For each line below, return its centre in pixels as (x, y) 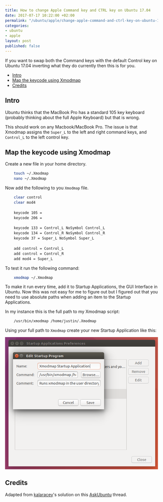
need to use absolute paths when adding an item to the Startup (68, 297)
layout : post (18, 41)
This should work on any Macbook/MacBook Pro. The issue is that (71, 127)
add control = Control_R (39, 254)
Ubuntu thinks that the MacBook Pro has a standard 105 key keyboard (75, 112)
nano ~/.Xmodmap (30, 179)
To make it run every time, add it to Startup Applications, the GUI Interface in (81, 287)
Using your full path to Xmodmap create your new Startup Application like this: (81, 330)
